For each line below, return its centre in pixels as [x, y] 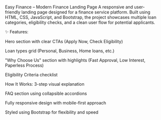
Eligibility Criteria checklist [31, 75]
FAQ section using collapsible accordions [46, 93]
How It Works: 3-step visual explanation [45, 84]
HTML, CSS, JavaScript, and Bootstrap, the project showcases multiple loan [81, 17]
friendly [13, 12]
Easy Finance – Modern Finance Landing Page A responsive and [69, 7]
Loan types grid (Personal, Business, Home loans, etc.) [60, 51]
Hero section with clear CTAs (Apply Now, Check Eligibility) [64, 41]
